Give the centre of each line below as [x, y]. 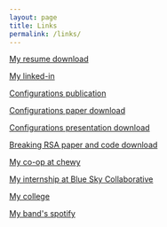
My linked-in [32, 76]
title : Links [33, 26]
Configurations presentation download [80, 128]
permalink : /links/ [45, 34]
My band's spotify [42, 214]
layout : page [33, 17]
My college [30, 197]
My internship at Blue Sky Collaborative [81, 179]
